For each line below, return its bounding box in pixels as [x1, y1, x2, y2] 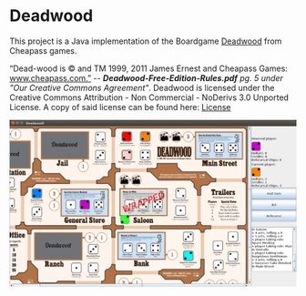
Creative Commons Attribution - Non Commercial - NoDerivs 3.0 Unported [9, 92, 290, 103]
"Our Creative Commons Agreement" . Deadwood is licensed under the [9, 82, 275, 93]
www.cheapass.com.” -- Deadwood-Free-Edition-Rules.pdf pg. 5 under [9, 72, 284, 83]
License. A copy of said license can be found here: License [9, 101, 231, 112]
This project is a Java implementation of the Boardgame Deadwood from [9, 36, 282, 46]
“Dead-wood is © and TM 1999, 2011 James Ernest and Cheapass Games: [9, 63, 289, 74]
